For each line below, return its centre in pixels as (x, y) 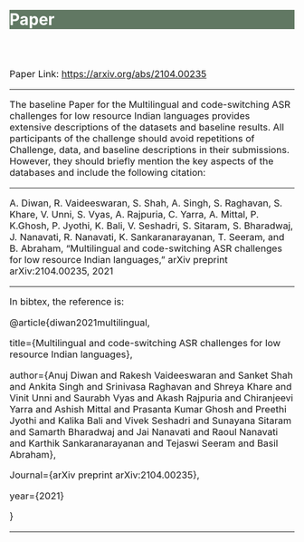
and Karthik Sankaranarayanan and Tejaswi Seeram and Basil (144, 443)
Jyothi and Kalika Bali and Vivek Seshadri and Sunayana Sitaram (151, 421)
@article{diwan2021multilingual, (80, 323)
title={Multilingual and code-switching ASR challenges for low (145, 344)
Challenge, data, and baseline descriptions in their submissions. (149, 150)
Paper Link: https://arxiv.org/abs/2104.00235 (108, 74)
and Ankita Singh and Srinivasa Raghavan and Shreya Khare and (151, 386)
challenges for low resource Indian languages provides (130, 116)
